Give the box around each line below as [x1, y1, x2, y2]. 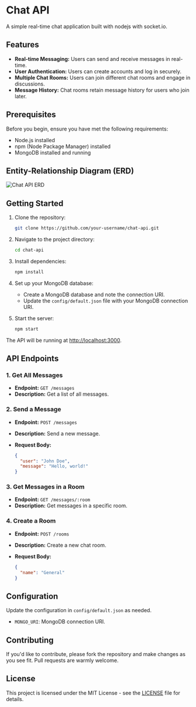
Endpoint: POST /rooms [14, 530, 70, 537]
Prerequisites [6, 109, 56, 120]
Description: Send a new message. [14, 430, 101, 437]
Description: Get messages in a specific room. [14, 502, 128, 509]
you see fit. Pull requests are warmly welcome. [6, 657, 119, 664]
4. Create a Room [6, 517, 56, 525]
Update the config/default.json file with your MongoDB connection [23, 297, 188, 304]
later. [14, 92, 27, 99]
